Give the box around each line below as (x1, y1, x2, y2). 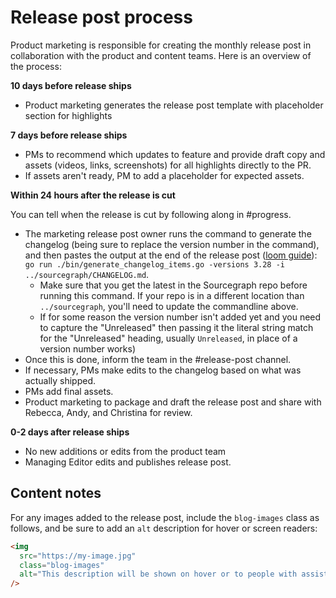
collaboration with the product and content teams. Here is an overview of (10, 49, 312, 61)
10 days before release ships (10, 79, 132, 91)
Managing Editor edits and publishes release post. (24, 456, 232, 468)
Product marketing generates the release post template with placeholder (24, 99, 324, 111)
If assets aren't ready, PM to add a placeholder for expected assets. (24, 169, 305, 181)
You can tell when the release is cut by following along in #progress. (10, 208, 292, 220)
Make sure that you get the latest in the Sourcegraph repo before (39, 279, 308, 291)
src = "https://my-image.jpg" (19, 551, 137, 561)
